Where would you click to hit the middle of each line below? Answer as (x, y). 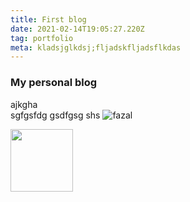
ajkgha (24, 104)
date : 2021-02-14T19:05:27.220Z (77, 29)
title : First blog (48, 19)
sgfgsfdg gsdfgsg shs (55, 115)
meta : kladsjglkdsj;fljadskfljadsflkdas (96, 47)
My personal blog (54, 83)
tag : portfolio (42, 38)
